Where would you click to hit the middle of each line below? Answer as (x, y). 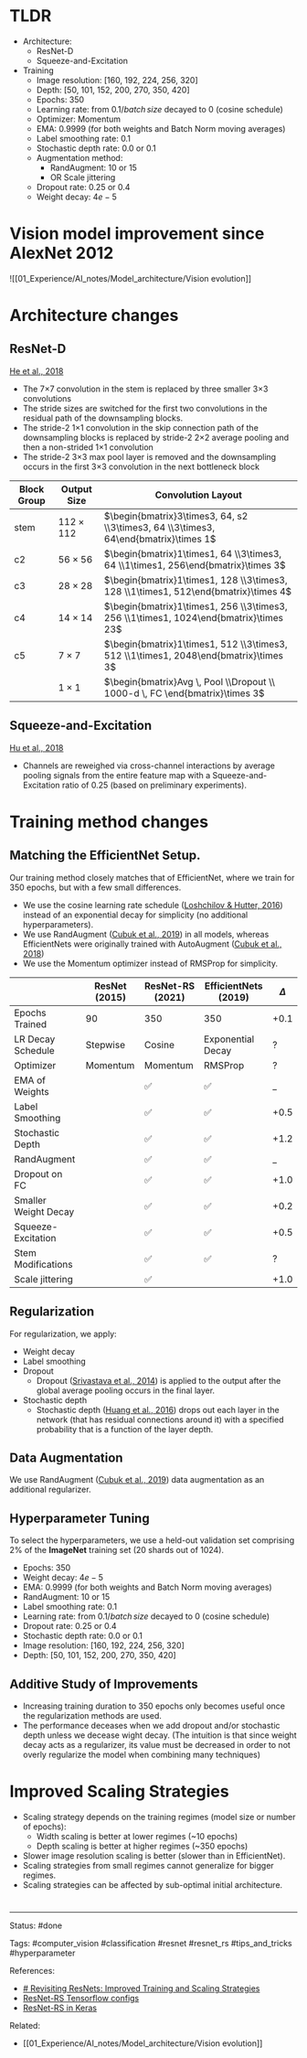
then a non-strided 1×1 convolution (88, 447)
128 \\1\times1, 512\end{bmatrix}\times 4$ (198, 591)
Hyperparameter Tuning (79, 1518)
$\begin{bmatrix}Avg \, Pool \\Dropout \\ (190, 681)
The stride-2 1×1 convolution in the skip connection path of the (140, 427)
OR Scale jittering (83, 177)
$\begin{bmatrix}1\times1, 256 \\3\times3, (196, 606)
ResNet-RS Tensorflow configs (81, 1999)
